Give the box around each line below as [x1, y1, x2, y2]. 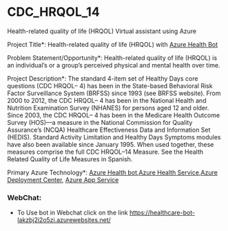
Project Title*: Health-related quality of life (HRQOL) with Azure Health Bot [7, 40, 218, 48]
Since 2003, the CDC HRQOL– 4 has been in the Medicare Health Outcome [7, 111, 220, 119]
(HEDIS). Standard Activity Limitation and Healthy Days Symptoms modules [7, 132, 221, 141]
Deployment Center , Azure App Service [7, 175, 119, 183]
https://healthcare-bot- [129, 208, 195, 217]
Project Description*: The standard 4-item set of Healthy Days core [7, 74, 198, 83]
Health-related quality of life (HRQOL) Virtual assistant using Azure [7, 27, 197, 35]
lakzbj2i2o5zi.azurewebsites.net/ [17, 216, 112, 224]
